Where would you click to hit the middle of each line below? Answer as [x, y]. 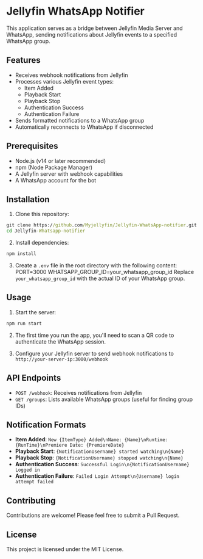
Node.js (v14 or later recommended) [60, 160]
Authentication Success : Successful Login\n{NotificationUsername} [102, 464]
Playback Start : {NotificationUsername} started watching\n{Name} [99, 451]
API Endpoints [34, 378]
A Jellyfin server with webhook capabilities [69, 174]
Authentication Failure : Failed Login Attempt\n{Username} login [97, 476]
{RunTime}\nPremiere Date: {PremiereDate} [70, 445]
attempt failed [34, 482]
